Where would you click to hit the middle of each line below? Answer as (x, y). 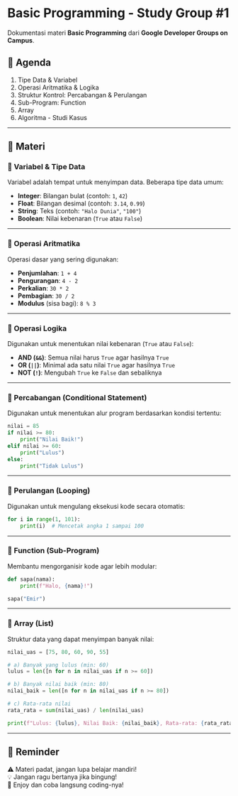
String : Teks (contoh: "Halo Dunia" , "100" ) (79, 211)
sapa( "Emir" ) (27, 598)
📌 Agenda (29, 63)
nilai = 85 (23, 426)
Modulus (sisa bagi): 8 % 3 (57, 303)
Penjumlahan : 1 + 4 (47, 273)
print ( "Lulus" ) (42, 453)
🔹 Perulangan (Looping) (49, 490)
